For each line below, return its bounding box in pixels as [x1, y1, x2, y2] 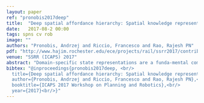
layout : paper [6, 8, 42, 15]
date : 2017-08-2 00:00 [6, 25, 69, 32]
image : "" [6, 37, 32, 43]
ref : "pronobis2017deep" [6, 15, 69, 21]
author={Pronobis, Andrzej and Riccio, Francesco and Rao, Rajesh [12, 76, 183, 82]
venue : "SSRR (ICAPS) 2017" [6, 54, 78, 60]
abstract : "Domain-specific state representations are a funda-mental [6, 59, 189, 65]
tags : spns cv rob [6, 32, 53, 38]
